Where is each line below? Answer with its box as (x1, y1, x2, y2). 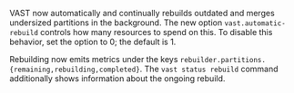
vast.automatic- (224, 19, 287, 28)
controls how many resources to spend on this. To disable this (40, 27, 273, 37)
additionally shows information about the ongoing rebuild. (9, 73, 226, 84)
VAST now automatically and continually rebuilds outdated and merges (9, 8, 275, 18)
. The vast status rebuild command (139, 63, 279, 74)
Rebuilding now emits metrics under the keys (9, 54, 178, 64)
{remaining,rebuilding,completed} (9, 65, 141, 74)
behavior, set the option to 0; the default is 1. (9, 36, 177, 47)
